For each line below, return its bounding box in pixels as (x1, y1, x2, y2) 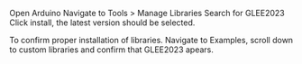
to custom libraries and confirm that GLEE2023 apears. (9, 44, 215, 55)
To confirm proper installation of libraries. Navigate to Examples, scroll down (9, 35, 294, 45)
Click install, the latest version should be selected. (9, 17, 196, 28)
